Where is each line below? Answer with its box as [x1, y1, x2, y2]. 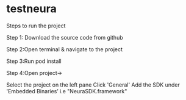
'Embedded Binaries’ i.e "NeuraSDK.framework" [6, 87, 127, 95]
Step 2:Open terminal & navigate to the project [6, 45, 123, 53]
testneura [6, 2, 57, 16]
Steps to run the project [6, 22, 66, 29]
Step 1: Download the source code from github [6, 34, 123, 41]
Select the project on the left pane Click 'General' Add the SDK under [6, 81, 180, 88]
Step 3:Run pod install [6, 57, 62, 65]
